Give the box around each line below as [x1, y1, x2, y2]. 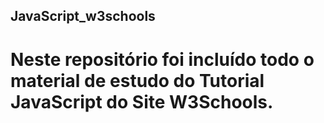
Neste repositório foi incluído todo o [10, 48, 315, 71]
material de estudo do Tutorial [10, 69, 265, 92]
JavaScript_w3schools [10, 8, 156, 25]
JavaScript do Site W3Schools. [10, 90, 274, 113]
